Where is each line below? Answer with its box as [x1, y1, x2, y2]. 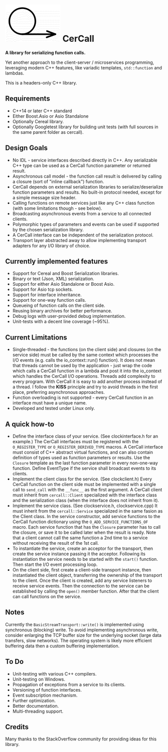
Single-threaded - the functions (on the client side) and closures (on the [12, 347, 161, 353]
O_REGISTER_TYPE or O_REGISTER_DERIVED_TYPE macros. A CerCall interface [12, 444, 163, 450]
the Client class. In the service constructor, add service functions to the [12, 514, 160, 519]
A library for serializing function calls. [5, 49, 86, 55]
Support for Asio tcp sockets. [12, 286, 73, 293]
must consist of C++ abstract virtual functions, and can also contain [12, 449, 153, 455]
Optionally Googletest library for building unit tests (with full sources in [12, 124, 159, 130]
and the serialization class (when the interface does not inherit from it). [12, 497, 159, 503]
